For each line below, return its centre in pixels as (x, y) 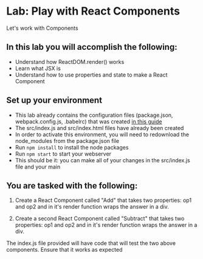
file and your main (38, 167)
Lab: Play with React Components (93, 11)
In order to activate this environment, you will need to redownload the (102, 134)
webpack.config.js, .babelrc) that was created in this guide (88, 121)
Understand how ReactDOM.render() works (70, 61)
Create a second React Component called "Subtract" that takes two (100, 219)
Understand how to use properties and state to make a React (91, 75)
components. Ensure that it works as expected (64, 250)
